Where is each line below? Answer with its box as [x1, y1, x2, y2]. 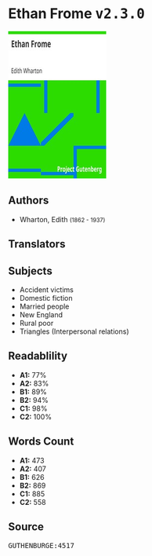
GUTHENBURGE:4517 [8, 541, 74, 551]
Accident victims [19, 284, 74, 294]
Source [8, 520, 45, 533]
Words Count [8, 435, 74, 448]
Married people [19, 302, 70, 311]
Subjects [8, 264, 52, 277]
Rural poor [19, 318, 54, 327]
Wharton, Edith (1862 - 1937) [19, 214, 106, 224]
